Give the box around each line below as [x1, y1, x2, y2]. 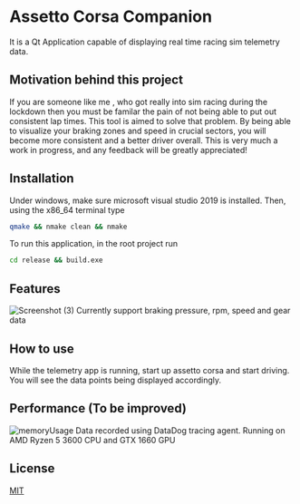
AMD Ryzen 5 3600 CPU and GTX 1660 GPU [9, 434, 176, 445]
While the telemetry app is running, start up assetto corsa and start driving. [9, 364, 290, 375]
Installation [9, 170, 74, 187]
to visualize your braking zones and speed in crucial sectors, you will [9, 125, 266, 136]
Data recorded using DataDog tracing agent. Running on [75, 424, 285, 436]
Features [9, 281, 61, 296]
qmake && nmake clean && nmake [9, 222, 128, 231]
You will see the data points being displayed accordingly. [9, 374, 222, 385]
